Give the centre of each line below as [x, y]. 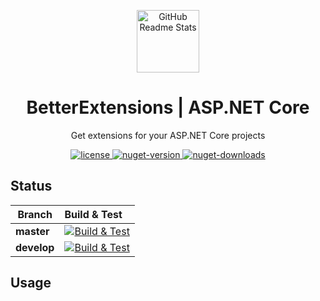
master [32, 231]
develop [35, 247]
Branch [35, 214]
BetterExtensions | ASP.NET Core [168, 107]
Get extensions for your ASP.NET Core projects [168, 135]
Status [31, 186]
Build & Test [93, 214]
